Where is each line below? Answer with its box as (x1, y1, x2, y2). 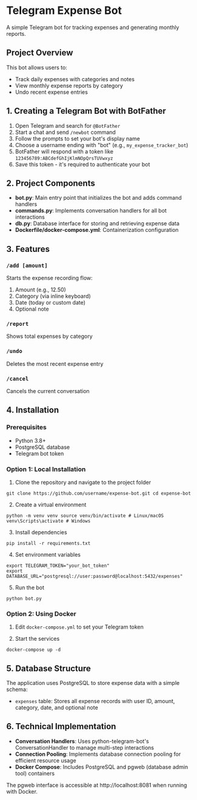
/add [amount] (6, 262, 48, 269)
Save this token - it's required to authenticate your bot (15, 160, 150, 168)
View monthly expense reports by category (15, 82, 123, 89)
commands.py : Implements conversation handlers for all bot (15, 207, 167, 214)
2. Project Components (6, 178, 95, 188)
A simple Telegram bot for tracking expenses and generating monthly (6, 24, 179, 31)
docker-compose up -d (6, 647, 61, 653)
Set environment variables (15, 550, 81, 558)
